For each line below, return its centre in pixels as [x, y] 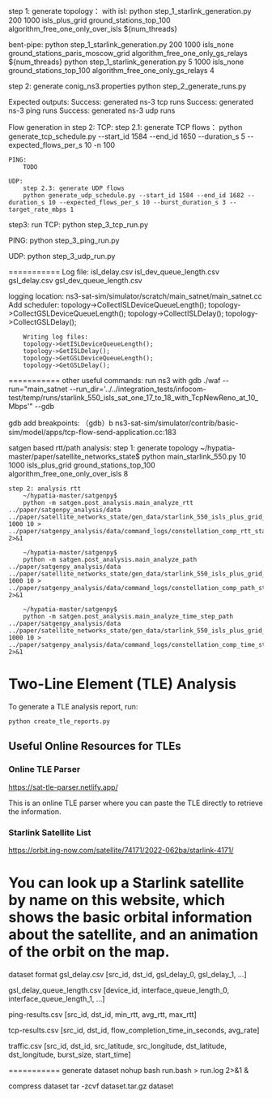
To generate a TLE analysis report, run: [73, 706]
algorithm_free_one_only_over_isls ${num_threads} [93, 29]
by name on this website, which [117, 901]
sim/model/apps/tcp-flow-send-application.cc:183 [92, 432]
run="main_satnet [38, 389]
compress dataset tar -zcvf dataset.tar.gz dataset [91, 1086]
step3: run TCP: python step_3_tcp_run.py [78, 224]
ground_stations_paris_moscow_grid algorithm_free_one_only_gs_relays [128, 53]
